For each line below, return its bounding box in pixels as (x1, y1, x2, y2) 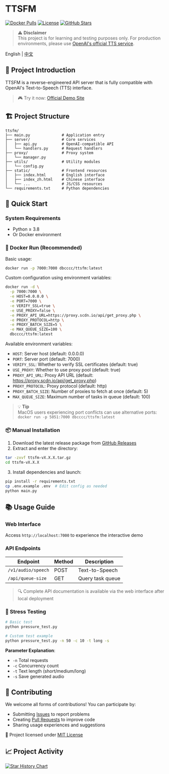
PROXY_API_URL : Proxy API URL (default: (12, 372, 93, 378)
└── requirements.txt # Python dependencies (5, 186, 109, 191)
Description (85, 558, 114, 565)
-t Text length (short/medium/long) (12, 668, 86, 674)
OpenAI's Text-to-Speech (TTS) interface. (5, 85, 93, 91)
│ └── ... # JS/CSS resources (5, 181, 102, 187)
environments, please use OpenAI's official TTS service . (17, 40, 135, 46)
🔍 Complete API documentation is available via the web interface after (17, 588, 164, 594)
